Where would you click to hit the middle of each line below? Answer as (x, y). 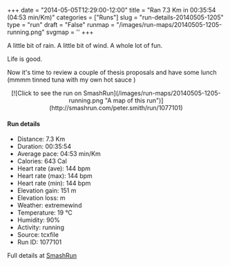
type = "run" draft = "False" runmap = (61, 25)
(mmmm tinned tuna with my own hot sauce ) (71, 80)
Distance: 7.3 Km (41, 139)
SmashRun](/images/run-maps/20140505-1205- (152, 93)
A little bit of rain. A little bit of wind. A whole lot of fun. (85, 45)
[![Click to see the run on (47, 93)
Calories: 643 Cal (42, 161)
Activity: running (40, 227)
